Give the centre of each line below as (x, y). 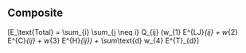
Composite (35, 13)
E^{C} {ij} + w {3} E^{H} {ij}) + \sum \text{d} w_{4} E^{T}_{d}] (103, 40)
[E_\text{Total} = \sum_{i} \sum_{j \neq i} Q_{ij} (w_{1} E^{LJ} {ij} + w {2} (123, 32)
